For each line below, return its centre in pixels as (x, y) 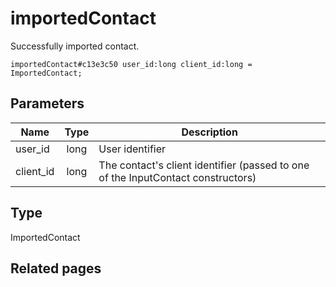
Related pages (56, 268)
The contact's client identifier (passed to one (204, 165)
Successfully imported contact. (75, 46)
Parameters (47, 103)
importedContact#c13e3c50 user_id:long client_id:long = (131, 64)
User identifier (132, 149)
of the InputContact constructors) (177, 177)
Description (209, 132)
